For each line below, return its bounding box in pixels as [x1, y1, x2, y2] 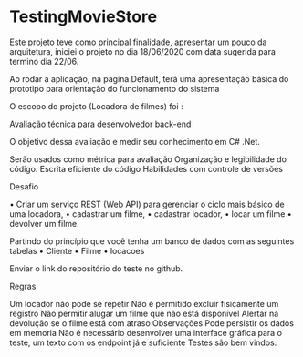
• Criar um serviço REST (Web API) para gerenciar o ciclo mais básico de [9, 199, 285, 209]
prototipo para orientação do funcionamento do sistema [9, 83, 220, 94]
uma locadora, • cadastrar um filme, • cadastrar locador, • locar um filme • [9, 208, 292, 219]
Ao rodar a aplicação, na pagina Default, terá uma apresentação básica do [9, 73, 289, 84]
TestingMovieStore [9, 6, 158, 27]
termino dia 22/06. [9, 56, 79, 66]
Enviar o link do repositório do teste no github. [9, 262, 183, 274]
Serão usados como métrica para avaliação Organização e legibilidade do [9, 153, 287, 165]
